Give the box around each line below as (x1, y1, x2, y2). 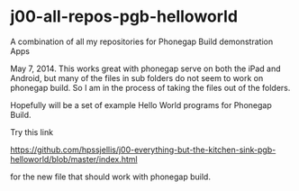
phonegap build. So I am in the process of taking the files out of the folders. (10, 82, 291, 93)
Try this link (10, 126, 53, 137)
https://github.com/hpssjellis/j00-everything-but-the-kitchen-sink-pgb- (10, 144, 276, 155)
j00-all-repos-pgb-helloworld (10, 6, 238, 27)
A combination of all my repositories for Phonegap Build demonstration (10, 36, 274, 47)
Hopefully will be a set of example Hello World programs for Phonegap (10, 99, 273, 110)
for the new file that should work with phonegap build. (10, 171, 211, 182)
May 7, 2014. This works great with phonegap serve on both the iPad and (10, 63, 282, 74)
